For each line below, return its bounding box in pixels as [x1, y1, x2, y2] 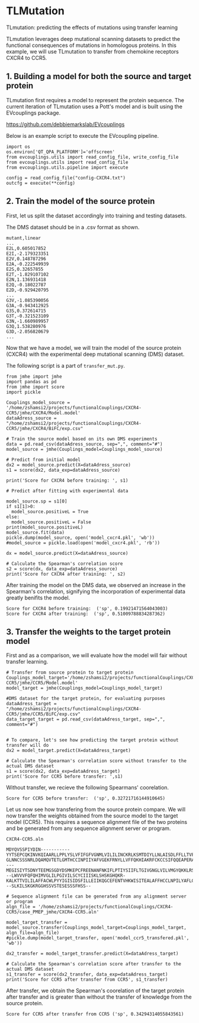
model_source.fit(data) [6, 529, 65, 535]
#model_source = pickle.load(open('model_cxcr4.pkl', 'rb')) [6, 539, 161, 546]
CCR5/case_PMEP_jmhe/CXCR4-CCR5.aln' [6, 909, 99, 915]
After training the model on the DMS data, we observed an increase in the [6, 581, 186, 589]
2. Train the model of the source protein [6, 196, 155, 206]
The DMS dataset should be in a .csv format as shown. [6, 223, 140, 231]
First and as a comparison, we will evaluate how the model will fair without [6, 652, 188, 659]
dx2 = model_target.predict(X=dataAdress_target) [6, 747, 131, 754]
